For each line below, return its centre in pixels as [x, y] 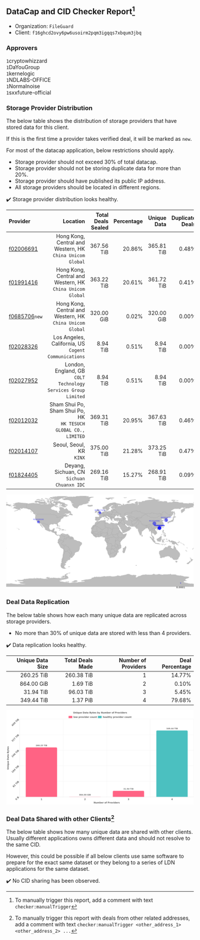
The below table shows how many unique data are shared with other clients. [100, 832]
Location [74, 221]
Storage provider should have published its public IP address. [90, 181]
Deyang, [75, 466]
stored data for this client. [38, 127]
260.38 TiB [79, 675]
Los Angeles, [69, 337]
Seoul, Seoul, [69, 445]
